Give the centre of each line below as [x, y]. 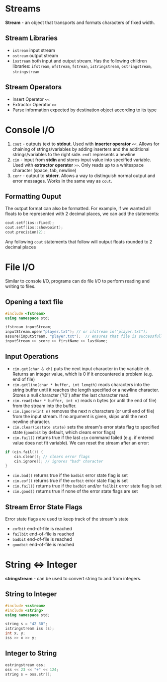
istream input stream [34, 50]
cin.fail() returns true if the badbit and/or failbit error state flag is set [87, 486]
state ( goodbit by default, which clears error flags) [64, 432]
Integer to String [31, 653]
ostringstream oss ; [25, 665]
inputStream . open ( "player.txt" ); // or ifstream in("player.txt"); [77, 332]
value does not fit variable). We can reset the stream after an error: [81, 443]
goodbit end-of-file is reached [43, 545]
